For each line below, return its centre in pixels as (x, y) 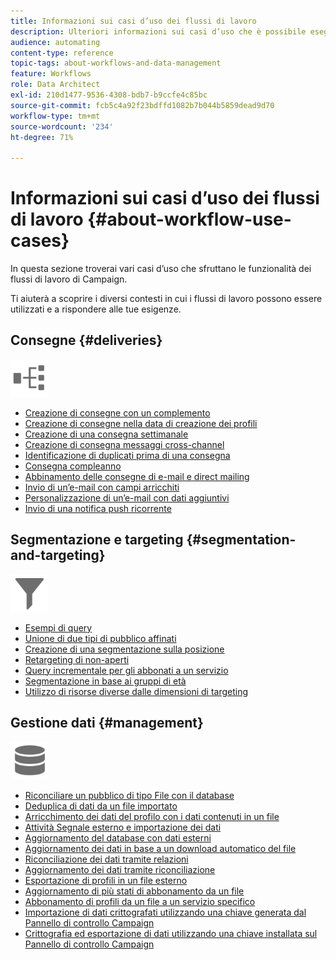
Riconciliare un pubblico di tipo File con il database (129, 795)
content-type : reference (62, 53)
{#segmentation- (241, 540)
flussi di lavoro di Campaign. (69, 279)
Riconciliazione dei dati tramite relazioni (106, 859)
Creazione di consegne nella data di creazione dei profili (141, 423)
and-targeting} (58, 555)
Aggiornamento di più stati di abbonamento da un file (134, 891)
